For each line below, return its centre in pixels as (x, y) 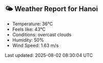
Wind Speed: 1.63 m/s (35, 45)
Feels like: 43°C (29, 29)
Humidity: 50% (28, 40)
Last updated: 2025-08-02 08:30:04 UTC (49, 55)
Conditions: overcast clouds (42, 35)
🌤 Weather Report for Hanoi (51, 9)
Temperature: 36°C (33, 24)
